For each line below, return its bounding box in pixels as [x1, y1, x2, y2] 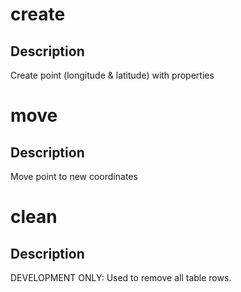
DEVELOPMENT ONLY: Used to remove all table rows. [10, 272, 232, 283]
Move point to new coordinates [10, 171, 138, 182]
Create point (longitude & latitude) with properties [10, 69, 215, 81]
